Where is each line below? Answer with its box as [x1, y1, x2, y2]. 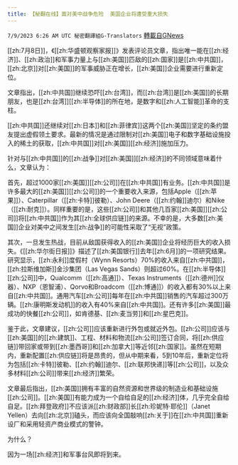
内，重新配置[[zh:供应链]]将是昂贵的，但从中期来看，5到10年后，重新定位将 [7, 351, 229, 359]
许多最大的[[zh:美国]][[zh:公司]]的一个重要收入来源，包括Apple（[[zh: [7, 187, 211, 195]
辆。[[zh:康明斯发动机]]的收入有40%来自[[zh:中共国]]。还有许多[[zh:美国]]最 [7, 300, 232, 309]
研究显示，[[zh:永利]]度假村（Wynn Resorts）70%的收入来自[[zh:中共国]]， [7, 255, 229, 264]
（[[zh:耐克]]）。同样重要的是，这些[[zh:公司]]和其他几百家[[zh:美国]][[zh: [7, 205, 222, 213]
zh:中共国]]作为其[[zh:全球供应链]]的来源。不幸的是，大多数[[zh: [28, 213, 217, 222]
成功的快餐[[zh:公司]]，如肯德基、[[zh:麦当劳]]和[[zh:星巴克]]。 [7, 309, 193, 317]
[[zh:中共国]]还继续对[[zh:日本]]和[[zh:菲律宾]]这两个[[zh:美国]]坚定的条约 [7, 121, 222, 129]
